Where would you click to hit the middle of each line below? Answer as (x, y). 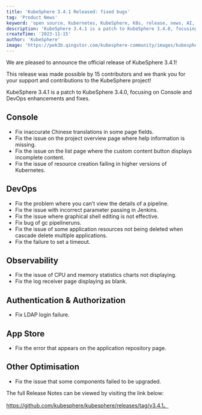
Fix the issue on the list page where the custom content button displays (103, 151)
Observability (32, 260)
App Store (26, 334)
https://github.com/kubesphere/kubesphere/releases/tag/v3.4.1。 (87, 405)
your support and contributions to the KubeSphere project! (79, 80)
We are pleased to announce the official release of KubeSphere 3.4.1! (92, 62)
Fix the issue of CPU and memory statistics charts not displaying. (96, 275)
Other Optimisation (43, 367)
